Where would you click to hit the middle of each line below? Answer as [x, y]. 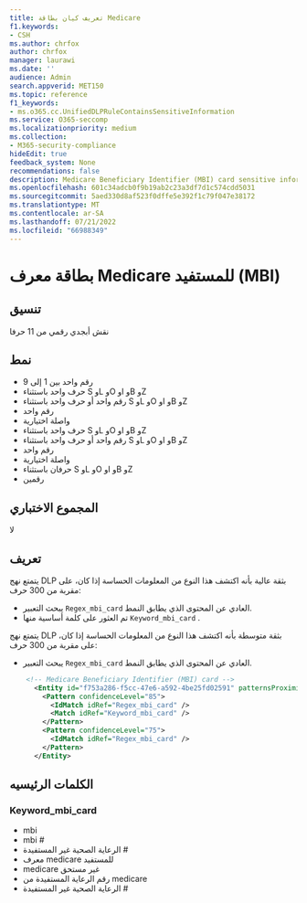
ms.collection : [38, 137]
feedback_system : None [53, 162]
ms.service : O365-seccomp [58, 120]
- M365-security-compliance [63, 145]
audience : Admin [40, 78]
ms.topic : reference [49, 94]
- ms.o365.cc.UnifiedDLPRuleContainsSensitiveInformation [122, 112]
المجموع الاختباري [54, 508]
